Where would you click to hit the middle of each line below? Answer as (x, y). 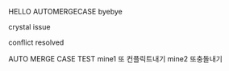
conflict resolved (36, 42)
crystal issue (29, 27)
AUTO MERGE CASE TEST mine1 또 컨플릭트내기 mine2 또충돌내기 (116, 59)
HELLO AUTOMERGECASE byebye (66, 12)
